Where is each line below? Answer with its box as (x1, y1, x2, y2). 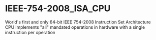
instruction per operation (5, 29, 56, 35)
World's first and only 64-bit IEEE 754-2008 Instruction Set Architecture (5, 19, 151, 25)
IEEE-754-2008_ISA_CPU (5, 3, 111, 14)
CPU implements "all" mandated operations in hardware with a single (5, 24, 145, 30)
